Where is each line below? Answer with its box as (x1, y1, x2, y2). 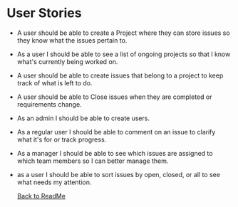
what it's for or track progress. (16, 135, 107, 144)
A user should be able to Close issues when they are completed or (16, 92, 212, 101)
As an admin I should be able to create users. (16, 114, 150, 122)
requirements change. (16, 100, 83, 108)
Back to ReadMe (16, 191, 66, 200)
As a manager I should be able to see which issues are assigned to (16, 149, 213, 157)
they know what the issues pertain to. (16, 36, 128, 44)
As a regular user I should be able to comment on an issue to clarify (16, 127, 216, 136)
